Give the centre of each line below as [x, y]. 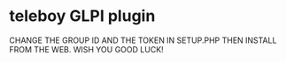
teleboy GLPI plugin [82, 16]
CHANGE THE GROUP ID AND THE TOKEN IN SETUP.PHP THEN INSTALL [143, 40]
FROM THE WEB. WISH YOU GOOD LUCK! [86, 49]
